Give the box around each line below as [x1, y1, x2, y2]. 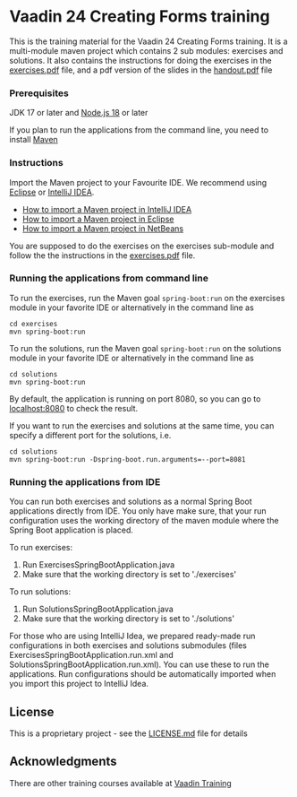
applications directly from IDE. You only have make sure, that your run [9, 506, 267, 516]
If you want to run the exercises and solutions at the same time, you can [9, 420, 275, 431]
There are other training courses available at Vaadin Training [9, 777, 233, 788]
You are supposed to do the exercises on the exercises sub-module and [9, 240, 275, 251]
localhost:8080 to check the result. [9, 403, 139, 413]
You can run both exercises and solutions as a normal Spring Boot [9, 496, 252, 507]
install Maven [9, 134, 58, 145]
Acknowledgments [9, 754, 118, 769]
